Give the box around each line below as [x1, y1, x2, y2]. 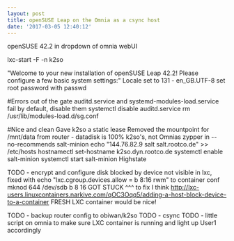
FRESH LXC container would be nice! [50, 198, 157, 206]
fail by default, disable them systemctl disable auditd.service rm [7, 105, 191, 113]
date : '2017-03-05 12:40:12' [7, 23, 92, 30]
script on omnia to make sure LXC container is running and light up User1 [7, 219, 217, 227]
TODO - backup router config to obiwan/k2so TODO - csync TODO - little [7, 211, 218, 219]
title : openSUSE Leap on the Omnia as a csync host [7, 17, 160, 24]
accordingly [7, 226, 42, 235]
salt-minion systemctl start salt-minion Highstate [7, 155, 147, 163]
